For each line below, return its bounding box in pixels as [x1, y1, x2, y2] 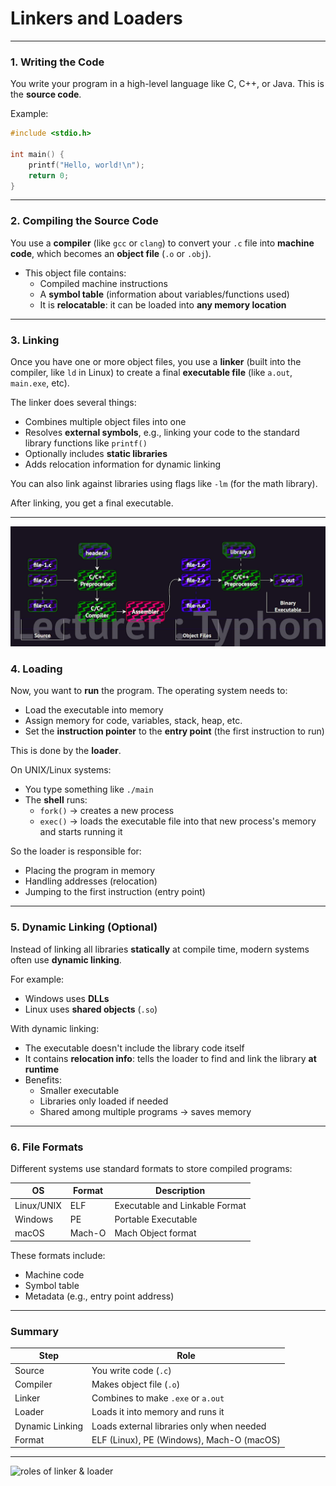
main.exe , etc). [10, 377, 70, 389]
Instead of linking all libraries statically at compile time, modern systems [10, 943, 310, 955]
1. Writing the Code [10, 55, 105, 69]
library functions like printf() [24, 437, 148, 449]
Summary [10, 1324, 60, 1338]
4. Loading [10, 662, 63, 676]
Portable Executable [114, 1213, 198, 1225]
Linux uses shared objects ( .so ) [24, 1003, 158, 1015]
